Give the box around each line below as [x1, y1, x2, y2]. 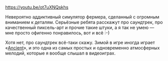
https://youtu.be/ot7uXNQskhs [5, 4, 69, 10]
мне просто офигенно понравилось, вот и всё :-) [5, 30, 110, 35]
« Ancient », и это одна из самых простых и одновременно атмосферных [5, 45, 160, 50]
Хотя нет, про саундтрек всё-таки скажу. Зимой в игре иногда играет [5, 39, 155, 45]
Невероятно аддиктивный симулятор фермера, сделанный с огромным [5, 14, 159, 19]
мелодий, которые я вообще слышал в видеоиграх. [5, 50, 116, 56]
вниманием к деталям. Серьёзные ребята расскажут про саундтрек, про [5, 19, 163, 25]
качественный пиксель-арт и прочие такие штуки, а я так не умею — [5, 24, 154, 30]
